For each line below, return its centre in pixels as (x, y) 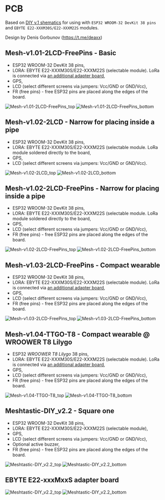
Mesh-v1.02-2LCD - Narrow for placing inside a (80, 122)
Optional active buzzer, (36, 444)
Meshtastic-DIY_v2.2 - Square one (60, 411)
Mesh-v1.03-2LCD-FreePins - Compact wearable (83, 265)
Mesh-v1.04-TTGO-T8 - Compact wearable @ (78, 334)
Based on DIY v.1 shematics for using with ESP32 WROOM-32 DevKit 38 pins (81, 22)
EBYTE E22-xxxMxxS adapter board (62, 480)
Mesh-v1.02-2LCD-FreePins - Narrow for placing (82, 188)
